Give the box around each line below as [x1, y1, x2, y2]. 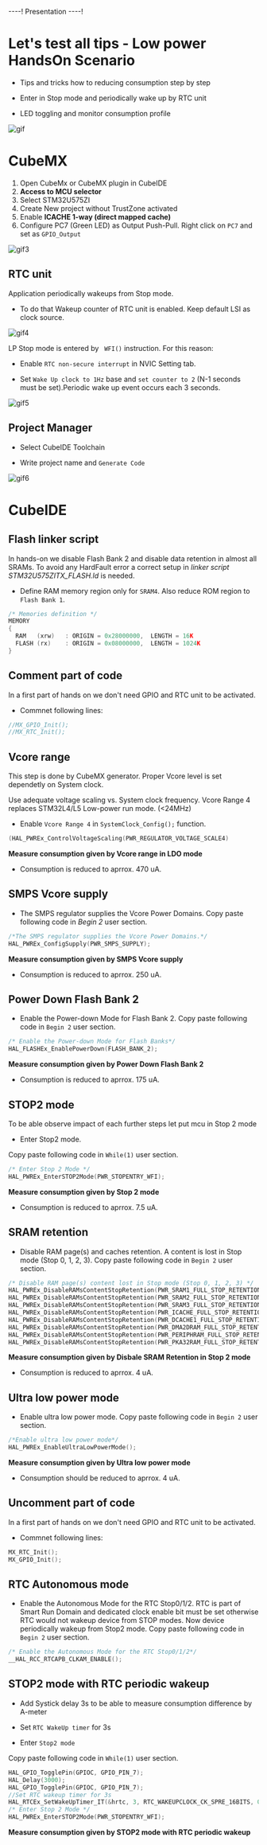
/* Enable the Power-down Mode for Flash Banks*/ [8, 1038, 176, 1046]
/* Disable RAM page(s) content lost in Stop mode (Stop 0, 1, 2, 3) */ [8, 1279, 254, 1287]
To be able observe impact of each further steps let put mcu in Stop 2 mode [8, 1118, 257, 1129]
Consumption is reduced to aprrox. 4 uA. [19, 1368, 153, 1378]
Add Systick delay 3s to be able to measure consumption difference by [19, 1699, 253, 1708]
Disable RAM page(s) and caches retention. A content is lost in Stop [19, 1246, 242, 1256]
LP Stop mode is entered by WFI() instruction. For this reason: [8, 343, 214, 353]
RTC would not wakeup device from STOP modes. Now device [19, 1616, 225, 1625]
